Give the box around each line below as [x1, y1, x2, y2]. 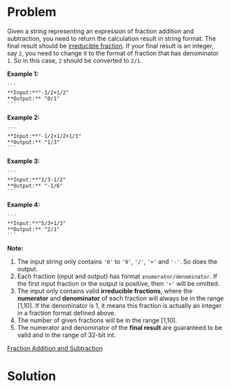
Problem [7, 4, 57, 20]
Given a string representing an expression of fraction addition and [7, 27, 194, 35]
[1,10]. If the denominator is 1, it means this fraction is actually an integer [17, 301, 222, 309]
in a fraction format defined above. [17, 309, 116, 317]
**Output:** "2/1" [7, 226, 60, 233]
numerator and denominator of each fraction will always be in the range [17, 294, 224, 302]
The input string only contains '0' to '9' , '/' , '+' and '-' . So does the [17, 257, 218, 266]
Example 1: [7, 70, 39, 78]
